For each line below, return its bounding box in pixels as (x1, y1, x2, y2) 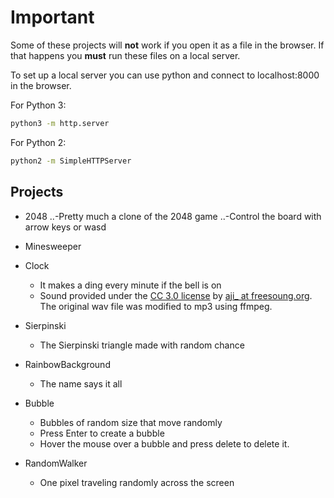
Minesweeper (24, 240, 82, 252)
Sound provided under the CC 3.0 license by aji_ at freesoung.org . (39, 289, 313, 301)
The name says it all (39, 377, 123, 390)
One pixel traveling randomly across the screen (39, 476, 235, 488)
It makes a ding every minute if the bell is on (39, 279, 222, 291)
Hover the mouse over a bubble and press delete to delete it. (39, 437, 290, 450)
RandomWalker (24, 457, 88, 469)
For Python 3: (10, 99, 67, 111)
